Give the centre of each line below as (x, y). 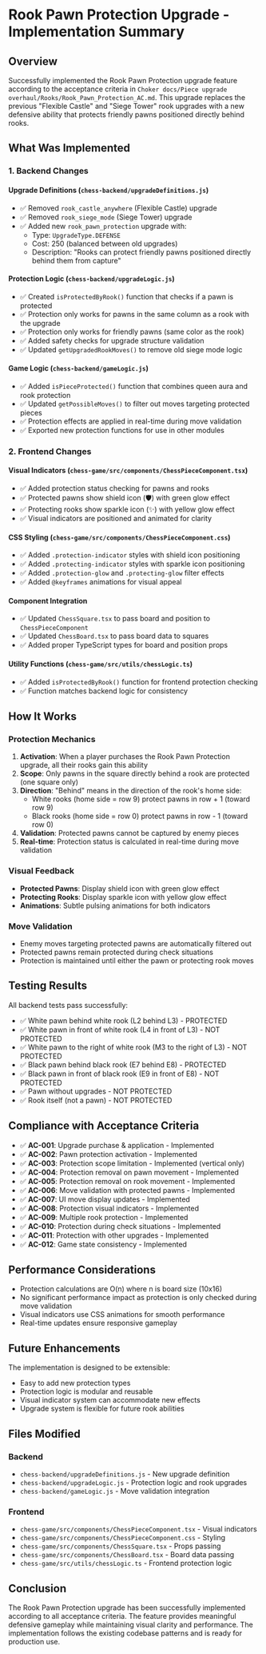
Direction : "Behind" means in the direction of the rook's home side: (131, 791)
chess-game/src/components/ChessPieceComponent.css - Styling (123, 1538)
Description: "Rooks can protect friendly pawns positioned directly (141, 252)
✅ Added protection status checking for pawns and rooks (115, 488)
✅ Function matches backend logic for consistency (104, 691)
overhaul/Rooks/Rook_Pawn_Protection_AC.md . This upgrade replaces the (127, 97)
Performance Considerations (82, 1269)
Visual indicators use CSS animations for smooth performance (122, 1315)
